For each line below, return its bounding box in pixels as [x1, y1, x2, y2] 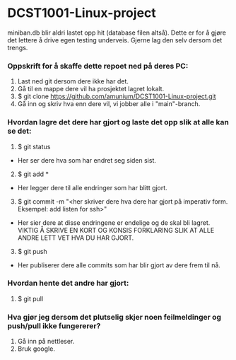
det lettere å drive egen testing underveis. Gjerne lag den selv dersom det [7, 35, 223, 44]
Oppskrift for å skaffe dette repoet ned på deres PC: [7, 61, 189, 71]
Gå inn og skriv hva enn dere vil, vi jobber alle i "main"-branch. [17, 100, 201, 108]
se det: [7, 126, 32, 136]
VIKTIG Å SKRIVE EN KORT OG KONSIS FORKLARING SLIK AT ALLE [17, 226, 215, 234]
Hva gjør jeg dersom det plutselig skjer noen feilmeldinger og [7, 312, 221, 322]
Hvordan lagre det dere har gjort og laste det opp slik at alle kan [7, 117, 230, 127]
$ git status [17, 142, 51, 151]
